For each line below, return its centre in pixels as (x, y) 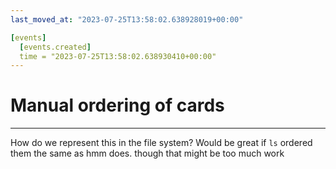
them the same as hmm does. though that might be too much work (147, 153)
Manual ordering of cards (117, 105)
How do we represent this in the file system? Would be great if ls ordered (161, 143)
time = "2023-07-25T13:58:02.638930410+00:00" (118, 56)
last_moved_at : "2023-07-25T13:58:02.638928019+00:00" (127, 19)
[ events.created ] (55, 47)
